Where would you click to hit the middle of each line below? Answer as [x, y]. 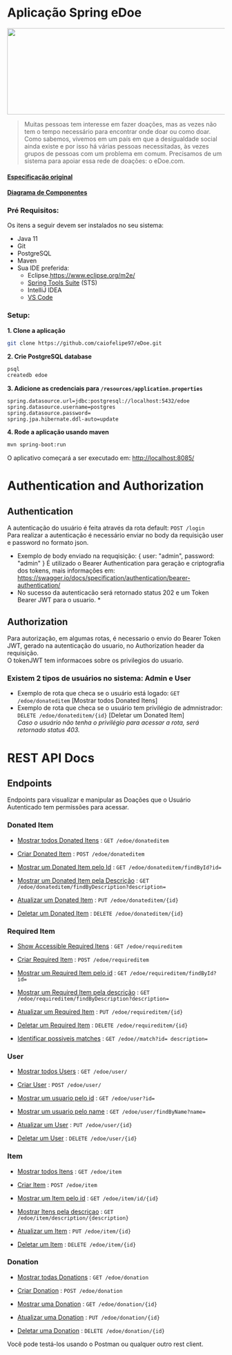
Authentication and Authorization [106, 486]
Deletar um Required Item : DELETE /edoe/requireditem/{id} [103, 1025]
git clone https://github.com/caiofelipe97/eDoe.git [85, 343]
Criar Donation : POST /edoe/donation [70, 1290]
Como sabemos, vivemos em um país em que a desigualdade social [120, 139]
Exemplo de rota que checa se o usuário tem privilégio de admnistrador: [120, 708]
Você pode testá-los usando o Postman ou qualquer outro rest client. [105, 1344]
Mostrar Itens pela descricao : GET [65, 1211]
